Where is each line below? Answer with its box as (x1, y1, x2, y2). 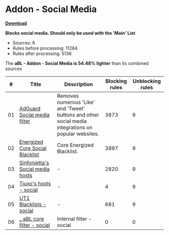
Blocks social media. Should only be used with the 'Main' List (5, 30, 136, 36)
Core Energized (57, 141, 94, 148)
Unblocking (132, 77, 161, 84)
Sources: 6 (12, 39, 35, 46)
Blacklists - (19, 201, 47, 208)
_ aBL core (19, 215, 44, 222)
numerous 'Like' (57, 98, 95, 105)
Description (64, 81, 93, 88)
